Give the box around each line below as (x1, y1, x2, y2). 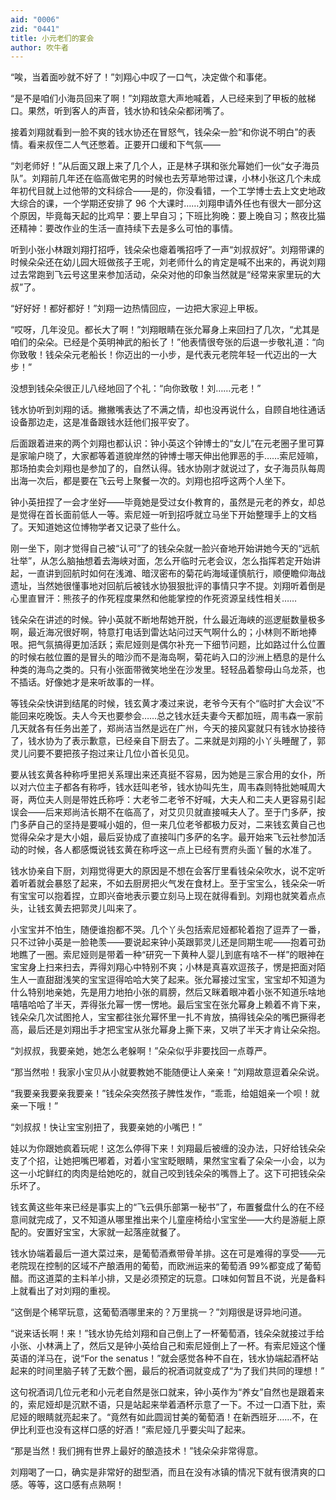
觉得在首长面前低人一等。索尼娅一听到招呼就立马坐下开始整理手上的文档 (18, 509, 317, 521)
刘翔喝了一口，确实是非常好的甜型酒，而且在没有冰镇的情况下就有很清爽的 (10, 1466, 317, 1478)
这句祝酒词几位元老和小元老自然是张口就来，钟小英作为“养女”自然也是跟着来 (10, 1386, 325, 1398)
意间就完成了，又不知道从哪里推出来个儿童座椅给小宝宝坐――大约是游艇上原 (10, 1214, 326, 1226)
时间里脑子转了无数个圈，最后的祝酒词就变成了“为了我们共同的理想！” (36, 1365, 325, 1377)
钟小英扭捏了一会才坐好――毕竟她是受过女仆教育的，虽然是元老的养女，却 (10, 496, 317, 508)
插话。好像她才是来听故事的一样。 (18, 676, 160, 688)
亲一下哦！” (10, 1100, 59, 1112)
